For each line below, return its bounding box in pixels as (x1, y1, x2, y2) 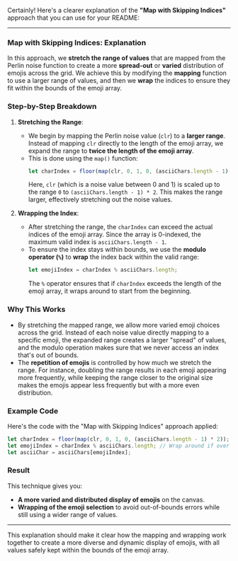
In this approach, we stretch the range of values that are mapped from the (7, 54, 226, 62)
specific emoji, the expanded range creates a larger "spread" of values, (17, 335, 227, 344)
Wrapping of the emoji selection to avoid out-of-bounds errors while (17, 502, 220, 511)
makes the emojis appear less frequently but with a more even (17, 381, 200, 389)
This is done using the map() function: (28, 154, 138, 162)
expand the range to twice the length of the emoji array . (28, 146, 195, 155)
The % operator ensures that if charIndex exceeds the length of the (28, 279, 222, 288)
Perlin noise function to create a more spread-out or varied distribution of (7, 62, 225, 70)
